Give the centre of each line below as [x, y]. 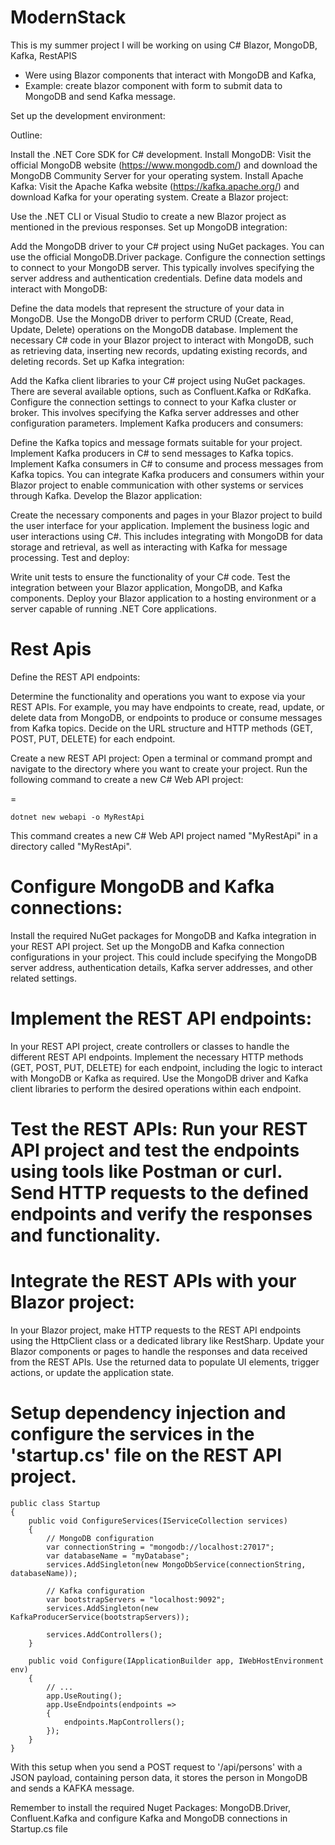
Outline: [26, 135]
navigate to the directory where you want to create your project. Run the [159, 768]
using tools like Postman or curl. [146, 1171]
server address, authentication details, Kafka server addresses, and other [162, 967]
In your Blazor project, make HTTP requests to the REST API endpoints [156, 1330]
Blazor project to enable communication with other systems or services [157, 485]
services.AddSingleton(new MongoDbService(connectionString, [176, 1564]
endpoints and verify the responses [161, 1213]
